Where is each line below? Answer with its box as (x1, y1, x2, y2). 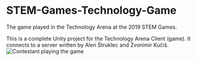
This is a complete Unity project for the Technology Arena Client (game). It (6, 35, 191, 42)
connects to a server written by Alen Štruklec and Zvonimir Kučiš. (6, 41, 169, 48)
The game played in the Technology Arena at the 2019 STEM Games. (6, 23, 177, 30)
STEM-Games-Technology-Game (6, 4, 177, 17)
